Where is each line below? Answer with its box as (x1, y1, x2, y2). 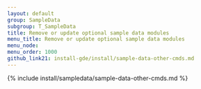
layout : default (7, 10, 54, 17)
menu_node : (7, 42, 39, 49)
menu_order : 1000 (7, 49, 58, 56)
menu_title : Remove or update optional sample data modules (7, 36, 186, 43)
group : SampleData (7, 17, 61, 23)
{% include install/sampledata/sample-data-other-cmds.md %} (7, 74, 188, 82)
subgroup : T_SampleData (7, 23, 77, 30)
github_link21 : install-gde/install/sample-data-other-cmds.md (7, 55, 195, 62)
